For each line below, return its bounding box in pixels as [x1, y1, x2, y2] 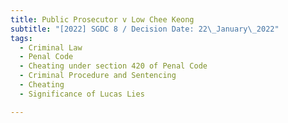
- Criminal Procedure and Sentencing [19, 71, 177, 81]
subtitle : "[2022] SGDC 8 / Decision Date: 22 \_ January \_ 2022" [10, 24, 280, 34]
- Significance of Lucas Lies [19, 89, 145, 99]
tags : [10, 33, 33, 43]
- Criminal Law [19, 42, 83, 53]
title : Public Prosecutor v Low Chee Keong [10, 14, 195, 25]
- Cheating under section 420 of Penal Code [19, 61, 208, 71]
